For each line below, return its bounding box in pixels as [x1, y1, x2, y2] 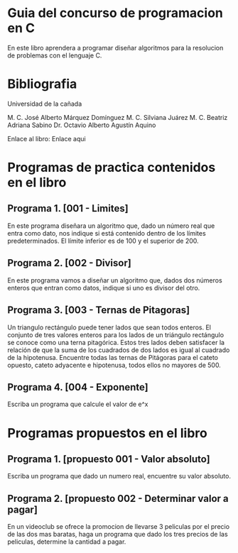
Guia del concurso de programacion [7, 5, 224, 21]
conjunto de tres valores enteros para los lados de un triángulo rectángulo [7, 330, 225, 339]
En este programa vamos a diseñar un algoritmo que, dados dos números [7, 275, 222, 285]
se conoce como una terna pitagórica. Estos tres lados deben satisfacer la [7, 338, 225, 346]
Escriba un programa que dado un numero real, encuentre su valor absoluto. [7, 472, 231, 481]
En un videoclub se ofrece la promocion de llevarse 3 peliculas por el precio [7, 522, 229, 531]
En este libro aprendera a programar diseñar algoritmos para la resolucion [7, 43, 224, 52]
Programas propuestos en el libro [7, 425, 207, 441]
